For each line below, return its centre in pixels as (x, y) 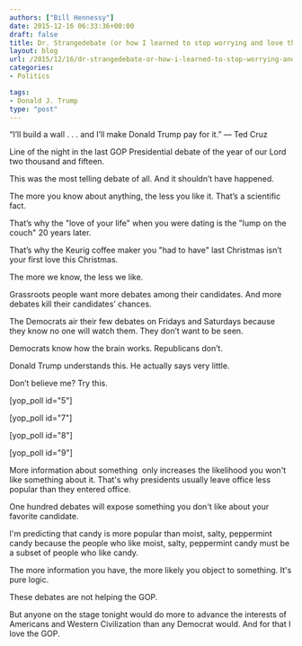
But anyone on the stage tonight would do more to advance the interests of (148, 615)
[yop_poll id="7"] (41, 418)
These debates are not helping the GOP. (84, 597)
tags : (19, 92)
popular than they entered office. (71, 490)
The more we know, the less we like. (76, 277)
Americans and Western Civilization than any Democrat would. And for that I (150, 624)
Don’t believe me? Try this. (58, 384)
